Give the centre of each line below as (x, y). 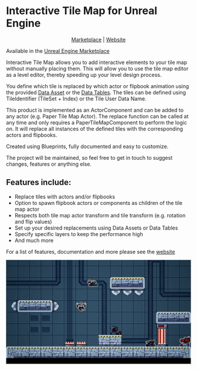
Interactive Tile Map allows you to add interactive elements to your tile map (97, 62)
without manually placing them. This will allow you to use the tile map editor (97, 68)
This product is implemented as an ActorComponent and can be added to (95, 110)
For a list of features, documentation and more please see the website (91, 251)
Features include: (39, 182)
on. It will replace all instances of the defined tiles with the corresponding (95, 129)
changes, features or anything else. (49, 164)
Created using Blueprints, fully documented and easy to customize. (87, 146)
